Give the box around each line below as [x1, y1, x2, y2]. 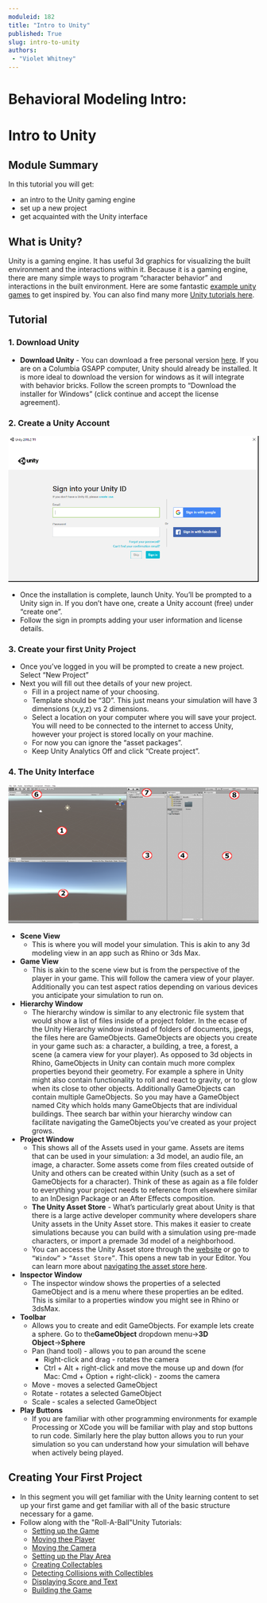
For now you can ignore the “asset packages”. [31, 738, 183, 748]
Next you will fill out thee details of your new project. [19, 678, 193, 689]
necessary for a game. [19, 1509, 94, 1519]
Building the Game [31, 1585, 93, 1594]
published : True [8, 29, 62, 37]
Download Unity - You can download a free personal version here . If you [19, 355, 259, 364]
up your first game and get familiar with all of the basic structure [19, 1500, 230, 1510]
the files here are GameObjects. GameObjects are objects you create [31, 1032, 257, 1042]
